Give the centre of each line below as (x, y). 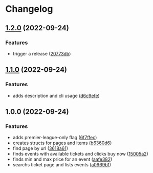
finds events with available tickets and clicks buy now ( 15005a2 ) (80, 154)
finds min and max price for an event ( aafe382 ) (62, 159)
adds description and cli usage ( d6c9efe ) (56, 95)
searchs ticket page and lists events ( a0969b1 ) (62, 165)
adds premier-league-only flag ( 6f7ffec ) (55, 138)
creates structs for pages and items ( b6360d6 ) (62, 143)
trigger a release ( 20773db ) (42, 53)
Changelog (29, 9)
